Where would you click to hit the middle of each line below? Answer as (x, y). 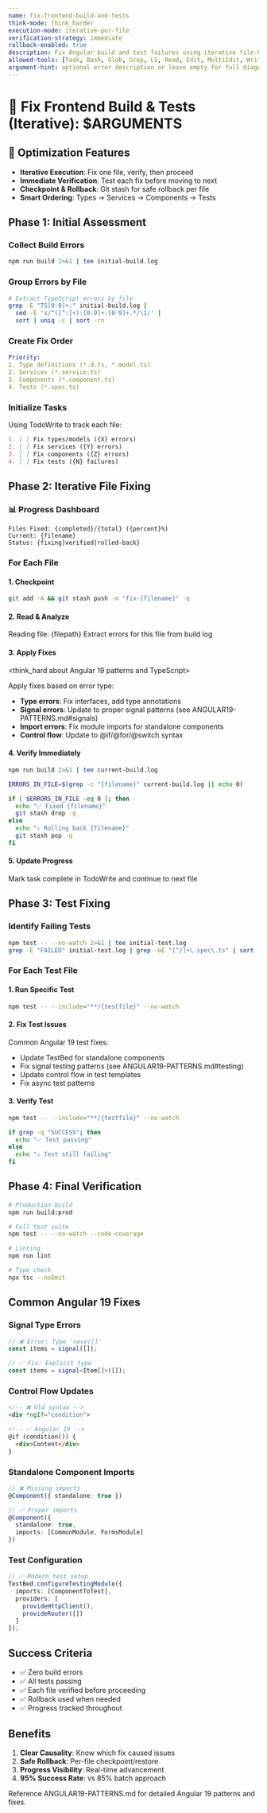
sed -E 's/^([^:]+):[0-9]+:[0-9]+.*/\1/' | (88, 313)
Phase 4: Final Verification (75, 1187)
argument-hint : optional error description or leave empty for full (124, 68)
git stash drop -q (46, 813)
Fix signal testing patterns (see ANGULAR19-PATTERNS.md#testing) (132, 1066)
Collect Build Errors (46, 245)
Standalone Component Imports (72, 1472)
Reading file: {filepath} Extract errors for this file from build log (110, 634)
